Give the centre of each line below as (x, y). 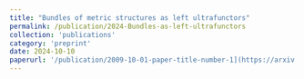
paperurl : (28, 60)
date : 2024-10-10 (42, 52)
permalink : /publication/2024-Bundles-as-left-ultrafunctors (128, 26)
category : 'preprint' (51, 43)
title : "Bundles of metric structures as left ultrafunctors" (130, 18)
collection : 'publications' (63, 35)
